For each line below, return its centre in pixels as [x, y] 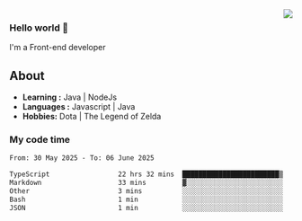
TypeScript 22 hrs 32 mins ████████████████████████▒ [146, 174]
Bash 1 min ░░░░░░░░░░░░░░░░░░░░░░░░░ [146, 199]
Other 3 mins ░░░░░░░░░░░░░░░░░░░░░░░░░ [146, 191]
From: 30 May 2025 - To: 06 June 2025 [82, 158]
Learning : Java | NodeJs [70, 97]
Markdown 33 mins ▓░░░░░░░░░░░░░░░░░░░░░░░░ [146, 183]
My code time [40, 140]
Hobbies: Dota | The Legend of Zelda [92, 117]
